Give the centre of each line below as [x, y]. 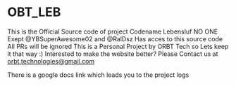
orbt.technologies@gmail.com [51, 61]
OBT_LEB [34, 12]
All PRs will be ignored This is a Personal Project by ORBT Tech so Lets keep [118, 46]
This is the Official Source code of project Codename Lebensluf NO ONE [113, 31]
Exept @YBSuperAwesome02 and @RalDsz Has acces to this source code [115, 38]
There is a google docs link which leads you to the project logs [98, 75]
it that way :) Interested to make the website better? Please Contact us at [113, 54]
